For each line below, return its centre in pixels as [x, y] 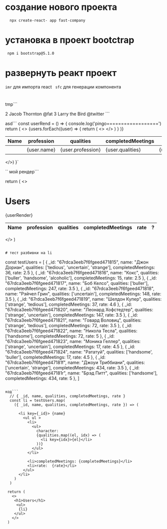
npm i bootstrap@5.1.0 [31, 53]
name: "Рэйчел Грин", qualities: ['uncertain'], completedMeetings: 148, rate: [83, 294]
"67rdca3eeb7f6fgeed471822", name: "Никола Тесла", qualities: [71, 331]
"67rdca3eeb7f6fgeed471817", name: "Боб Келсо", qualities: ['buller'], [77, 283]
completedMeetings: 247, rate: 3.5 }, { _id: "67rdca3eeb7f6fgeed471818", [80, 288]
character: [47, 431]
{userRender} [19, 215]
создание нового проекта [61, 7]
